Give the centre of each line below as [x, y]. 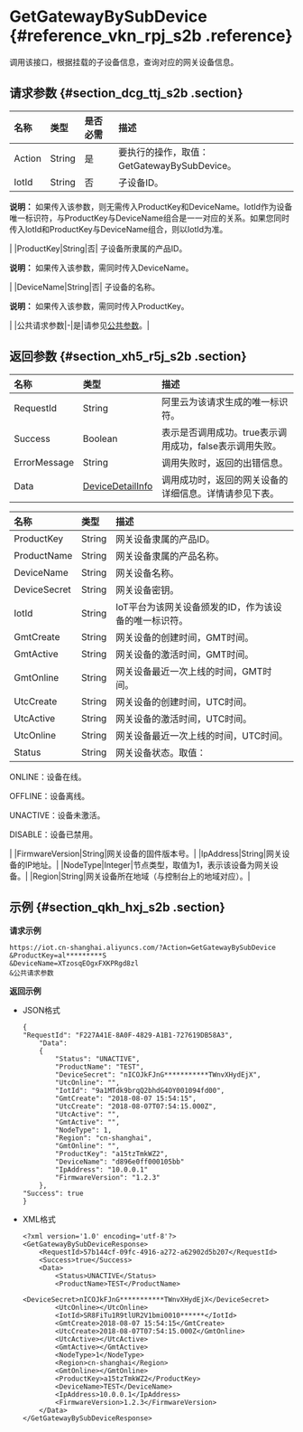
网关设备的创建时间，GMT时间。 [185, 637]
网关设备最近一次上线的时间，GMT [189, 671]
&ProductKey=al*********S [58, 956]
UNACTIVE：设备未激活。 [57, 815]
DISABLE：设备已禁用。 [53, 834]
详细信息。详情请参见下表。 [220, 493]
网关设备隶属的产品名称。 [170, 556]
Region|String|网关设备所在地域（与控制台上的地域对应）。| [142, 876]
